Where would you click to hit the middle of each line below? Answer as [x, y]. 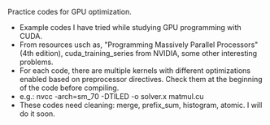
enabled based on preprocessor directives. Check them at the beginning [141, 79]
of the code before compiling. [69, 88]
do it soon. [37, 114]
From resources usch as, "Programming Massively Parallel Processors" [139, 45]
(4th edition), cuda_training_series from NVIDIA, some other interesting [138, 53]
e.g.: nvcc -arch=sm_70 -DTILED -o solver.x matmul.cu [111, 96]
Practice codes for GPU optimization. [70, 12]
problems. [36, 62]
